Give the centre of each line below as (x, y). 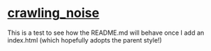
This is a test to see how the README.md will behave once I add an (106, 33)
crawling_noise (53, 13)
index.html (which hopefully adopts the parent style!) (85, 40)
